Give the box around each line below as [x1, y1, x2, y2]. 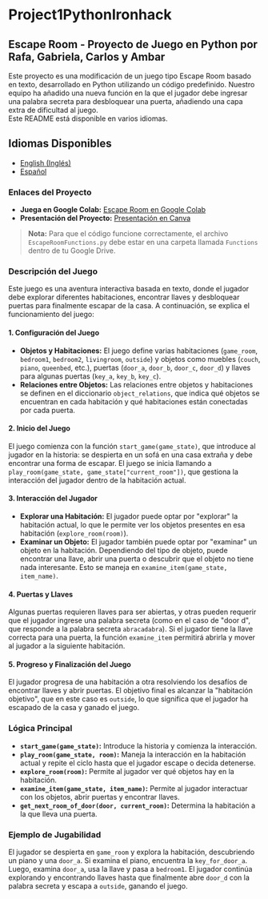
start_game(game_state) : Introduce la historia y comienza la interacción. [19, 740, 258, 750]
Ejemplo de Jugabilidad [8, 829, 102, 840]
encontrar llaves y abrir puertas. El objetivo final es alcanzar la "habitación [8, 686, 254, 696]
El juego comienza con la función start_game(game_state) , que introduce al [8, 441, 256, 451]
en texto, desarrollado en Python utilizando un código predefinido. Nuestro [8, 80, 255, 89]
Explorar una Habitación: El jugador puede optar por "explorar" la [19, 512, 238, 521]
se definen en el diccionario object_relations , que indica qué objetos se [19, 388, 260, 398]
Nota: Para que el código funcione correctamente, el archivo [27, 229, 229, 239]
